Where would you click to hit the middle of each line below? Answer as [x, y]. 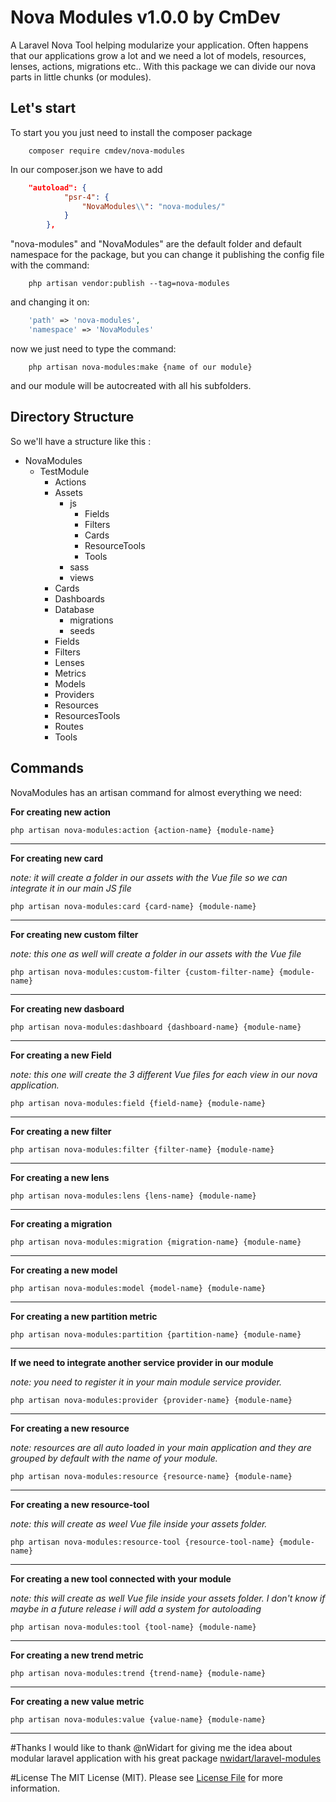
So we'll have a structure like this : [81, 441]
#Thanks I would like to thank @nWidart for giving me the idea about [151, 1747]
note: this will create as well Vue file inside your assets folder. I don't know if [168, 1598]
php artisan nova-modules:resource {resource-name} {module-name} [151, 1476]
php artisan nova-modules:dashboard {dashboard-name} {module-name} [156, 1027]
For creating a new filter [61, 1131]
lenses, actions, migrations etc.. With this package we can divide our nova [163, 66]
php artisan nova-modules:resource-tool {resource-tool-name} [142, 1542]
